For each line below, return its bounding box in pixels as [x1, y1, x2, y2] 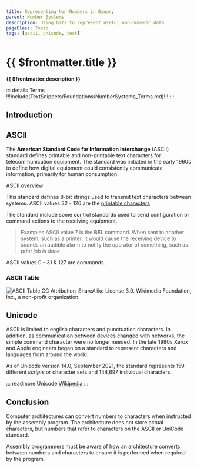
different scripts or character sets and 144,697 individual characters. [6, 369, 172, 376]
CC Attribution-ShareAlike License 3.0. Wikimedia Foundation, [41, 287, 192, 294]
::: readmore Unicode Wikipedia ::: [6, 380, 89, 387]
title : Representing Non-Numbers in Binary [6, 8, 115, 15]
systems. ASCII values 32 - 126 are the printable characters [6, 200, 151, 207]
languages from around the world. [6, 351, 89, 358]
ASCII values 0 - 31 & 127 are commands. [6, 259, 106, 266]
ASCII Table [6, 274, 40, 282]
